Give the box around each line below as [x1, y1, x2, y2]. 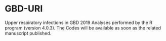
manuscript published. [5, 30, 52, 36]
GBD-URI [5, 3, 43, 14]
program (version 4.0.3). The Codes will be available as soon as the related [5, 24, 161, 30]
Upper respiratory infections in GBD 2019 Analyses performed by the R [5, 19, 153, 25]
